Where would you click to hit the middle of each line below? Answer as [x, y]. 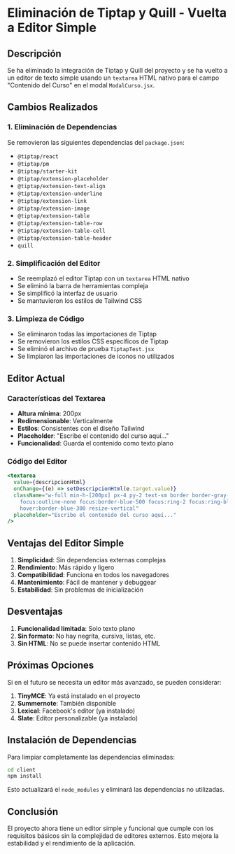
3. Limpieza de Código [46, 318]
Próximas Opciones [51, 666]
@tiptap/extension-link [52, 201]
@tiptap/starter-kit [47, 171]
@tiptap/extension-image [54, 208]
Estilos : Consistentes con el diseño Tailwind [81, 428]
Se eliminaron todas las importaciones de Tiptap [87, 334]
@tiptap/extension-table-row [60, 223]
